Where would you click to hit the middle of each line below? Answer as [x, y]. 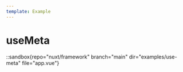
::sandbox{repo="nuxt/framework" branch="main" [67, 57]
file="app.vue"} [41, 63]
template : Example [28, 11]
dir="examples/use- [153, 57]
